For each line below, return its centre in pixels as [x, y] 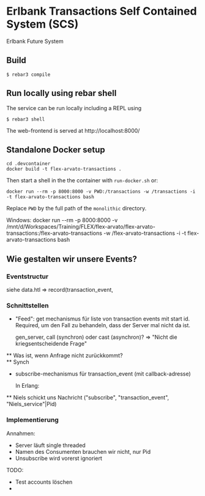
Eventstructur [28, 276]
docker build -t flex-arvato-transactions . [64, 169]
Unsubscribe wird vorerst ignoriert [59, 458]
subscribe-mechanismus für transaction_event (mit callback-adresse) [103, 374]
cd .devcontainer [28, 164]
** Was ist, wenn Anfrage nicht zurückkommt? [65, 355]
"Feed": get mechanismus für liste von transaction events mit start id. [102, 319]
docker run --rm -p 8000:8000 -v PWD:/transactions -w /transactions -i [101, 192]
